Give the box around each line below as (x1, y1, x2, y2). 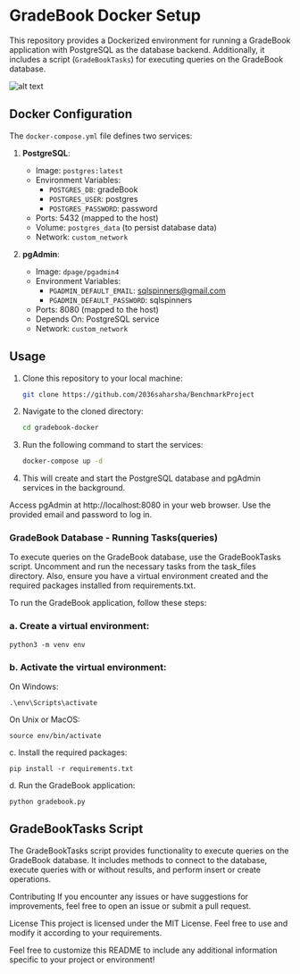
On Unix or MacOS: (9, 714, 80, 725)
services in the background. (21, 483, 126, 493)
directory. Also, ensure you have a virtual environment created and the (9, 571, 269, 582)
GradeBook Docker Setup (9, 5, 201, 26)
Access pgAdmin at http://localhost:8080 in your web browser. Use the (9, 500, 271, 510)
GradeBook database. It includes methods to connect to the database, (9, 854, 268, 865)
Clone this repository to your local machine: (21, 373, 183, 383)
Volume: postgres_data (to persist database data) (35, 222, 217, 232)
